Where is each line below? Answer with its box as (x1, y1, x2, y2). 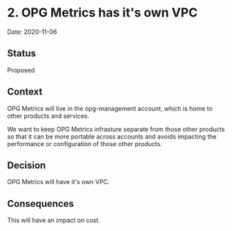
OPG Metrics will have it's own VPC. (7, 178, 110, 186)
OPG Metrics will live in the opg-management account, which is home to (7, 104, 213, 112)
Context (7, 86, 43, 98)
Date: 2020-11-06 (7, 28, 57, 36)
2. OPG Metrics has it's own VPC (7, 5, 198, 21)
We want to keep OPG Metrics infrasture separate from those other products (7, 125, 225, 133)
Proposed (7, 66, 35, 74)
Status (7, 48, 37, 59)
